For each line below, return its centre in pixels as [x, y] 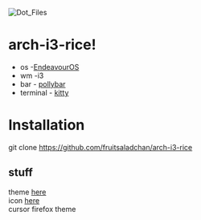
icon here [24, 200]
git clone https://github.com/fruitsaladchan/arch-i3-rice [100, 147]
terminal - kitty [44, 92]
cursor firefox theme [42, 209]
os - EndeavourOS [49, 67]
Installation [47, 125]
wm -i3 [32, 75]
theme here [27, 192]
